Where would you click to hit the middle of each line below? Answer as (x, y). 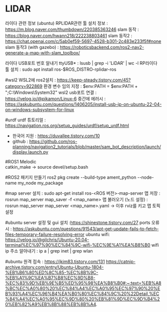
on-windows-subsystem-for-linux (40, 109)
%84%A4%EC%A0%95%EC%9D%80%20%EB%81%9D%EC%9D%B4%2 (83, 299)
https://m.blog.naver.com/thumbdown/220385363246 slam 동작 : (72, 29)
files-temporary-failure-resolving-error (45, 234)
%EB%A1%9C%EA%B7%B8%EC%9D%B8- (50, 278)
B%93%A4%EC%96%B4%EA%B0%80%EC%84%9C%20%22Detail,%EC (82, 294)
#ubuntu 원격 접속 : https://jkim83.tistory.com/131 (55, 261)
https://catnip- (121, 261)
